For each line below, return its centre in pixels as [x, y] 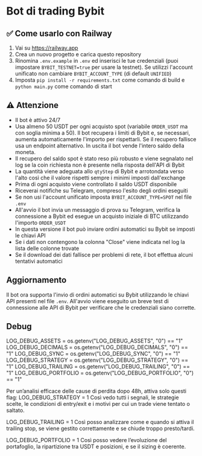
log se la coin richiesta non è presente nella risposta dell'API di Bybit [100, 165]
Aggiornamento [36, 280]
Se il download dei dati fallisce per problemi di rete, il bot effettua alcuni [104, 254]
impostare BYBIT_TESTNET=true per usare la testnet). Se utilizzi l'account [104, 67]
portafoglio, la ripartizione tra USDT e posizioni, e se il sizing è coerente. [96, 447]
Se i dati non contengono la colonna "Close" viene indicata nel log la [100, 242]
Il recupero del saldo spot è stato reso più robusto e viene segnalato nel [104, 158]
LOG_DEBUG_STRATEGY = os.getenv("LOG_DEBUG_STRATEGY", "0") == [97, 360]
